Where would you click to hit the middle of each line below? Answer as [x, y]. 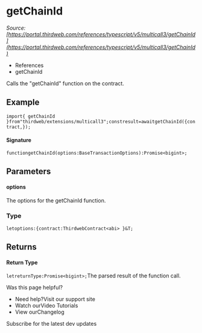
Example [23, 102]
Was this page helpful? [35, 288]
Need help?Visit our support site [55, 299]
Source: [16, 28]
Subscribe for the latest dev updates [52, 324]
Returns [22, 247]
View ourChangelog [39, 312]
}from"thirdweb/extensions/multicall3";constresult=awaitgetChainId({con [101, 121]
